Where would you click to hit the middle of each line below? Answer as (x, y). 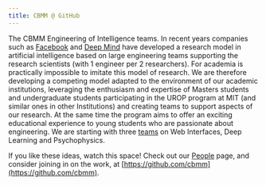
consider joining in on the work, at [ (66, 163)
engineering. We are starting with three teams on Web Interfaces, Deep (125, 132)
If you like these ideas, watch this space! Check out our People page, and (129, 155)
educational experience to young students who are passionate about (121, 123)
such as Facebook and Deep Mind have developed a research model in (125, 47)
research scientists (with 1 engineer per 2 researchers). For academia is (126, 64)
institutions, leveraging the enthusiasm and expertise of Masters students (129, 89)
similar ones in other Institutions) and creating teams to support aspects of (131, 106)
